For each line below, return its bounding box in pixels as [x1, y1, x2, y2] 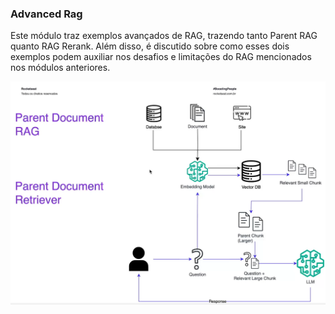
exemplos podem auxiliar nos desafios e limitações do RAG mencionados [10, 51, 312, 63]
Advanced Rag [10, 7, 83, 21]
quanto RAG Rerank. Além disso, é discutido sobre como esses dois [10, 40, 290, 52]
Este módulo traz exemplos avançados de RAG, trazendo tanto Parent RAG [10, 30, 318, 42]
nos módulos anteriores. [10, 62, 111, 74]
